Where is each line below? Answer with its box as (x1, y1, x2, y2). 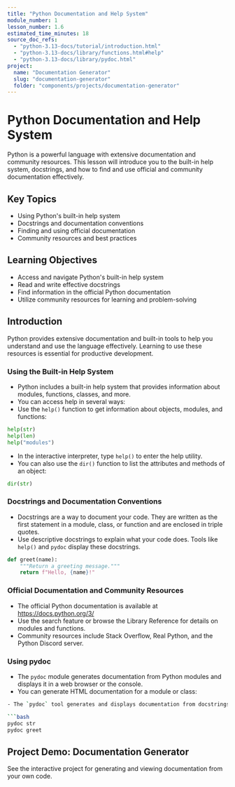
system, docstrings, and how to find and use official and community (7, 166, 203, 174)
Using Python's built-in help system (17, 212, 120, 220)
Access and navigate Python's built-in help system (17, 273, 164, 281)
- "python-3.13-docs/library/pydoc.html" (13, 56, 136, 63)
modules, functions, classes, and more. (17, 390, 131, 398)
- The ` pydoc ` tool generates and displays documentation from (7, 701, 196, 708)
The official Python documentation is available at (17, 601, 159, 610)
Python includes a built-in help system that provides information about (17, 382, 220, 391)
